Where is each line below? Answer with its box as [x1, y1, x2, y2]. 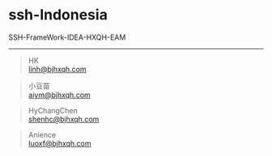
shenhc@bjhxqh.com [28, 114, 100, 124]
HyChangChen [28, 105, 79, 115]
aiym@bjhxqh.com [28, 90, 91, 99]
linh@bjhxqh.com [28, 64, 87, 74]
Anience [28, 129, 57, 139]
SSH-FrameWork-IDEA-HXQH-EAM [8, 32, 126, 42]
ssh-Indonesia [8, 6, 108, 24]
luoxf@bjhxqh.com [28, 138, 91, 148]
